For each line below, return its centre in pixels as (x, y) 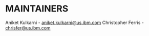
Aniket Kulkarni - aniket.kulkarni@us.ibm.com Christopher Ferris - (75, 22)
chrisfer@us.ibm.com (28, 27)
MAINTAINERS (37, 9)
